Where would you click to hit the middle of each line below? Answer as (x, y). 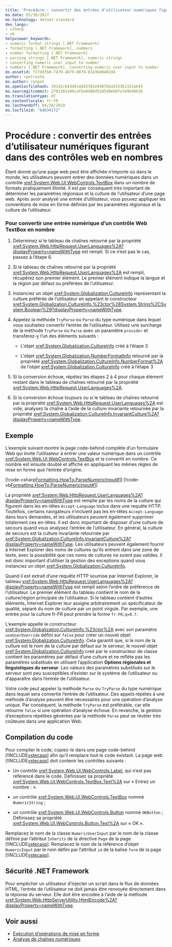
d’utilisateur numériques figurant (77, 147)
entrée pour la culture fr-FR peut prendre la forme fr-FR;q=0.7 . (72, 614)
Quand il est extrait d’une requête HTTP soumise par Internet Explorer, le (82, 576)
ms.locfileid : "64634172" (33, 110)
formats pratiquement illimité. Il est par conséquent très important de (78, 188)
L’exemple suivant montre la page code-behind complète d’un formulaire (82, 448)
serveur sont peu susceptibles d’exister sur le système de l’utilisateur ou (81, 673)
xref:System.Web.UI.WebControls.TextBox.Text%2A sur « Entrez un (84, 781)
